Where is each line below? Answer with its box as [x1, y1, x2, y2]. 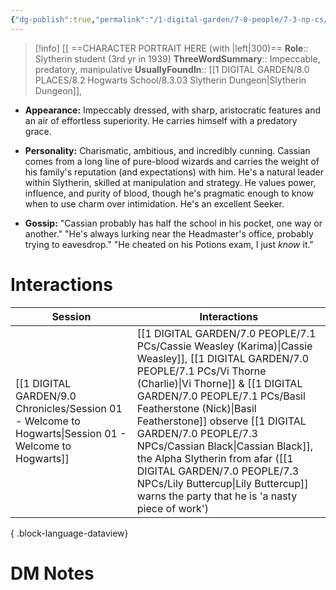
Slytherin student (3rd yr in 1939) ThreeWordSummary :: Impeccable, [34, 52, 321, 65]
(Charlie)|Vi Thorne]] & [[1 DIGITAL [136, 376, 303, 390]
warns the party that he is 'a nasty [136, 489, 298, 503]
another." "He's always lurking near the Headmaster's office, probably [24, 227, 314, 240]
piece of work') [136, 501, 209, 515]
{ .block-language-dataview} [10, 527, 129, 539]
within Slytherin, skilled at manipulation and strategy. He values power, [24, 176, 317, 188]
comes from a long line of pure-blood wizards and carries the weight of [24, 155, 320, 167]
